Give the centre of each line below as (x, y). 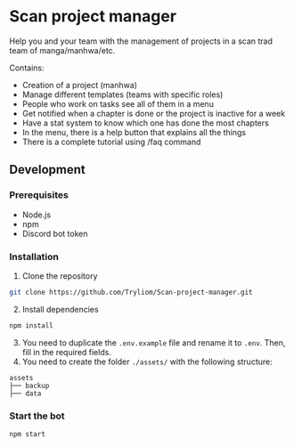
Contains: (27, 68)
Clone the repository (60, 276)
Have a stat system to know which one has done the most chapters (145, 123)
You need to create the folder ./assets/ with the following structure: (147, 362)
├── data (25, 394)
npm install (31, 325)
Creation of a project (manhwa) (80, 85)
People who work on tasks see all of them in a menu (118, 103)
